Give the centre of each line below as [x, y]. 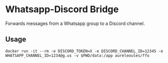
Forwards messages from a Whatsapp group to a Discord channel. [75, 23]
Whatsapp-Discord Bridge [62, 9]
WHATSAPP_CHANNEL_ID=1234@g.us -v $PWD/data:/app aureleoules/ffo [77, 55]
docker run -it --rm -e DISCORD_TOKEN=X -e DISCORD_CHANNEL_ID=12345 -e [84, 51]
